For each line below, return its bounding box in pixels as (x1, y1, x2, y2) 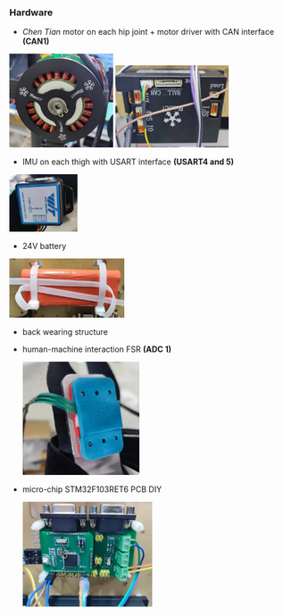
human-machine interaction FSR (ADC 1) (21, 344, 172, 354)
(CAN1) (21, 36, 50, 46)
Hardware (9, 6, 54, 19)
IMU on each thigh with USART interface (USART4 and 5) (21, 156, 235, 167)
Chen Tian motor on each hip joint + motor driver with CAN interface (21, 27, 275, 37)
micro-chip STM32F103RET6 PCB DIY (21, 484, 162, 495)
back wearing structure (21, 326, 109, 337)
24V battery (21, 240, 67, 251)
